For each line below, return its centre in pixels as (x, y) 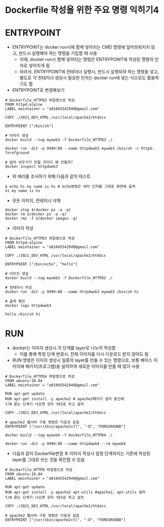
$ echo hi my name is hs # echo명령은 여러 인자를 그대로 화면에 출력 (70, 187)
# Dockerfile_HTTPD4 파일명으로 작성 (40, 377)
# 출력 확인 (15, 302)
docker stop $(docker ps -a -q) (38, 210)
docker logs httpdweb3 (28, 306)
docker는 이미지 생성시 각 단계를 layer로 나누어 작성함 (64, 348)
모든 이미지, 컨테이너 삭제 (36, 201)
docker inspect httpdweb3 (31, 167)
